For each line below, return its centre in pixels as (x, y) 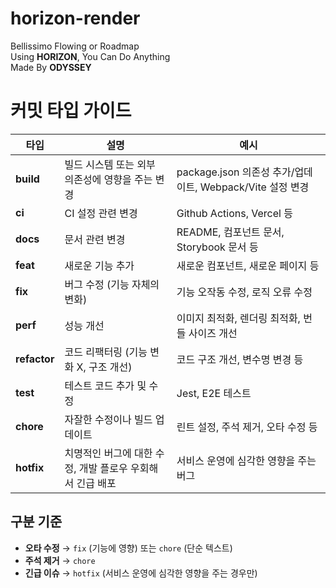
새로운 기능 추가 (99, 265)
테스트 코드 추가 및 (105, 385)
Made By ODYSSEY (51, 67)
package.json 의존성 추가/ (235, 172)
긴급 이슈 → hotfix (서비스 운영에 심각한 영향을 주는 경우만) (141, 573)
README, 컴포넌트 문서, (230, 232)
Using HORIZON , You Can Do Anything (90, 56)
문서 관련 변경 (95, 239)
